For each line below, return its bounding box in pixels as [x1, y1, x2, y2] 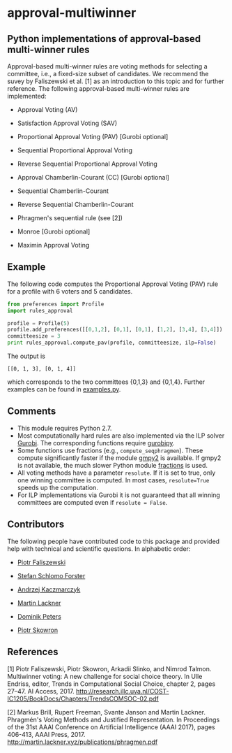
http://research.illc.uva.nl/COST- [75, 687, 169, 695]
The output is [7, 352, 45, 361]
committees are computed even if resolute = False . [17, 498, 168, 506]
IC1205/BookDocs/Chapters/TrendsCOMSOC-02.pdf [7, 694, 159, 703]
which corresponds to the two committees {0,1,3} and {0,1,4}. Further [7, 378, 206, 386]
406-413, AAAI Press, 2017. [7, 730, 86, 738]
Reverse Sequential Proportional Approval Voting [17, 159, 158, 168]
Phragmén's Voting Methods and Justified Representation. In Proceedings [7, 715, 220, 724]
